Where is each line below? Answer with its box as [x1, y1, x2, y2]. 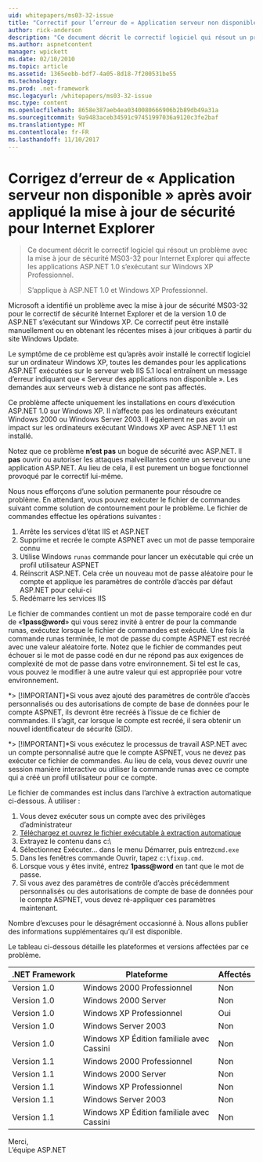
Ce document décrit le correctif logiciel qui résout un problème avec [27, 245, 248, 255]
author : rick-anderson [8, 26, 82, 34]
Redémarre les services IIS [19, 594, 106, 603]
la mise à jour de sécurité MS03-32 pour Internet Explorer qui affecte [27, 254, 250, 263]
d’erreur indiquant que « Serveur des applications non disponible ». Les [8, 375, 239, 384]
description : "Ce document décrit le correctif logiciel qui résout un [8, 33, 247, 42]
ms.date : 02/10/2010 [8, 56, 76, 64]
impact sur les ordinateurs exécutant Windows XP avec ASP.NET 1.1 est [8, 423, 238, 433]
